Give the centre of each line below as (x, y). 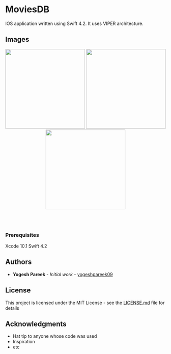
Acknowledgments (36, 324)
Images (17, 39)
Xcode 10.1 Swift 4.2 (26, 246)
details (12, 308)
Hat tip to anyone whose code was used (55, 336)
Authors (19, 262)
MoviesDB (27, 9)
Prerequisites (22, 235)
